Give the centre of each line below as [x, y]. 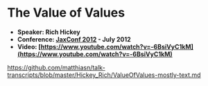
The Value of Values [66, 13]
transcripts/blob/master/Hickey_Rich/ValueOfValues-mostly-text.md [104, 75]
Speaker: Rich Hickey [49, 32]
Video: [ [29, 46]
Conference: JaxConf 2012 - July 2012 [74, 39]
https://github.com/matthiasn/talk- [56, 67]
